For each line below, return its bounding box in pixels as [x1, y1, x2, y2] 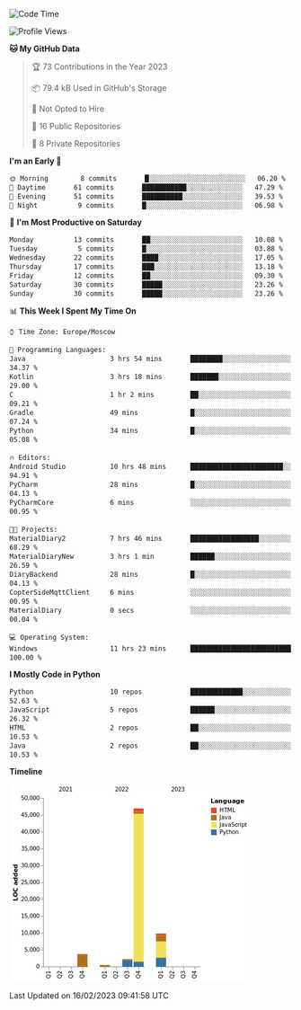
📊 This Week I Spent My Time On [9, 306, 137, 316]
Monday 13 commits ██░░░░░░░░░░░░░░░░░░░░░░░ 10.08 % [9, 235, 283, 244]
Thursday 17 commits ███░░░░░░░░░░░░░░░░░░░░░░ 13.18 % [9, 262, 283, 271]
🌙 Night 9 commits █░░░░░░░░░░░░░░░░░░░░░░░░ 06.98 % [9, 201, 283, 210]
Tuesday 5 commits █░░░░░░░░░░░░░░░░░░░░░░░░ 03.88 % [9, 244, 283, 253]
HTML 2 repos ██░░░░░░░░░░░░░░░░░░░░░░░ [9, 723, 292, 732]
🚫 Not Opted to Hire [31, 103, 105, 114]
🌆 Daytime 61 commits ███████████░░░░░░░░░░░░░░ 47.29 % [9, 183, 283, 192]
